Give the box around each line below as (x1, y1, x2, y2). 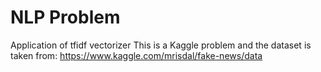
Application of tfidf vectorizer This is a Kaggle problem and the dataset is (10, 39, 312, 51)
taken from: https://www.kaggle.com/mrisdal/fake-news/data (10, 49, 263, 61)
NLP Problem (10, 6, 121, 29)
